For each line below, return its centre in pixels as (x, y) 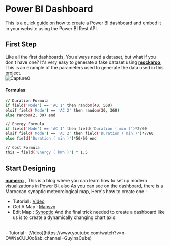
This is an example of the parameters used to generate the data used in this (84, 67)
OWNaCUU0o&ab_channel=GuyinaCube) (48, 238)
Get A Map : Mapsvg (34, 206)
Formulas (16, 90)
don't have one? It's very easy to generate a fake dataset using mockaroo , (83, 62)
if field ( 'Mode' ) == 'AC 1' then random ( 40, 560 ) (59, 105)
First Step (21, 45)
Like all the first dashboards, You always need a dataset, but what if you (81, 57)
